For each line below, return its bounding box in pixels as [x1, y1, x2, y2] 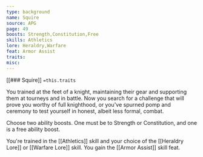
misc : [6, 59, 20, 65]
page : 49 [6, 25, 28, 32]
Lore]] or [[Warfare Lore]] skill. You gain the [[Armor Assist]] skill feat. [6, 144, 181, 151]
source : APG [6, 20, 36, 26]
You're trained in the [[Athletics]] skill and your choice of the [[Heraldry [6, 137, 184, 144]
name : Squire [6, 15, 39, 21]
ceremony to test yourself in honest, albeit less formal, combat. [6, 107, 164, 115]
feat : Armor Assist [6, 48, 56, 55]
